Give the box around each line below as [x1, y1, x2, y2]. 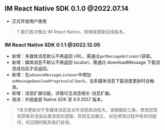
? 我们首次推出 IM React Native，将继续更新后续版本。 [16, 29, 127, 35]
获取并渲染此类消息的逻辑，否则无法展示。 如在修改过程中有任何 [21, 113, 153, 119]
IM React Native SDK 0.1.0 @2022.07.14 [4, 4, 129, 13]
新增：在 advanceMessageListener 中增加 [11, 72, 91, 78]
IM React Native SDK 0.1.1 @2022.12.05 [4, 41, 101, 48]
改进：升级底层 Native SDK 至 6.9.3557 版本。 [11, 96, 106, 102]
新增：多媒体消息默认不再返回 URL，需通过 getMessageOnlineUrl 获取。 [11, 53, 155, 59]
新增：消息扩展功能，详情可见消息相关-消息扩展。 [11, 90, 114, 96]
